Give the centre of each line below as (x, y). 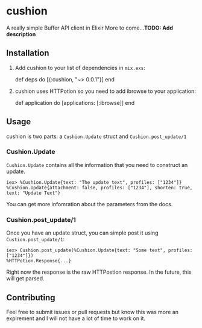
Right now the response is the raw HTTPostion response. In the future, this (99, 272)
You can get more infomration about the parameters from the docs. (90, 204)
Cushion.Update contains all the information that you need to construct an (97, 165)
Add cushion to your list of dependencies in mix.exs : (80, 68)
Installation (28, 53)
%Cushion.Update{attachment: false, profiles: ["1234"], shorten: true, (99, 188)
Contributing (31, 298)
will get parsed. (25, 279)
